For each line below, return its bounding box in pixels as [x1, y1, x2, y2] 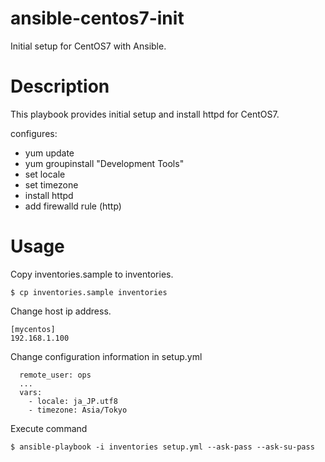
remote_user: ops [19, 370, 92, 380]
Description [10, 75, 110, 98]
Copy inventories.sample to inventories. [10, 268, 174, 280]
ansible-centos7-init [10, 7, 185, 30]
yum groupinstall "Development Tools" [24, 157, 185, 169]
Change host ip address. [10, 305, 112, 317]
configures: [10, 127, 58, 139]
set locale [24, 168, 66, 180]
